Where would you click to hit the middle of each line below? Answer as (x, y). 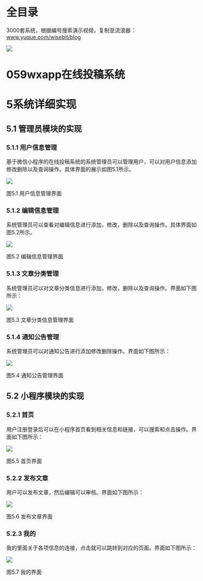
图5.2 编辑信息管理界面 (35, 257)
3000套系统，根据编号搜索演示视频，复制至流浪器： (71, 30)
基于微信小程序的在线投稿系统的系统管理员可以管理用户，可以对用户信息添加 (101, 162)
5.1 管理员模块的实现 (44, 128)
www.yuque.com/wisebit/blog (44, 37)
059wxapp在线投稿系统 (66, 75)
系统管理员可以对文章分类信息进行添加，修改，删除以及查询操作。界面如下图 (101, 288)
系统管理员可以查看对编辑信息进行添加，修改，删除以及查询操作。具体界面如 (101, 225)
